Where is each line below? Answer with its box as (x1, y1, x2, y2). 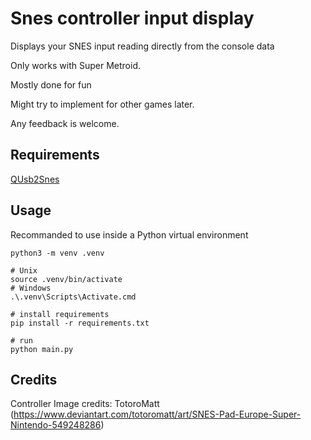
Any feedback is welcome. (10, 117, 120, 129)
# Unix (10, 265, 38, 276)
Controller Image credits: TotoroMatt (10, 398, 160, 410)
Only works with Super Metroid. (10, 59, 142, 71)
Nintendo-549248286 (10, 419, 102, 431)
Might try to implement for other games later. (10, 98, 195, 110)
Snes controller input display (10, 7, 255, 30)
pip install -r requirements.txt (10, 318, 150, 328)
